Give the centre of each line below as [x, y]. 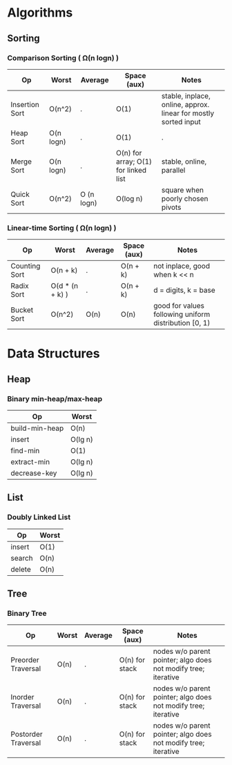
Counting [26, 266]
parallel [173, 170]
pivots [171, 207]
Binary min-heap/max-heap [55, 398]
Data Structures [54, 354]
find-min [25, 451]
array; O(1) [134, 162]
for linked [132, 170]
